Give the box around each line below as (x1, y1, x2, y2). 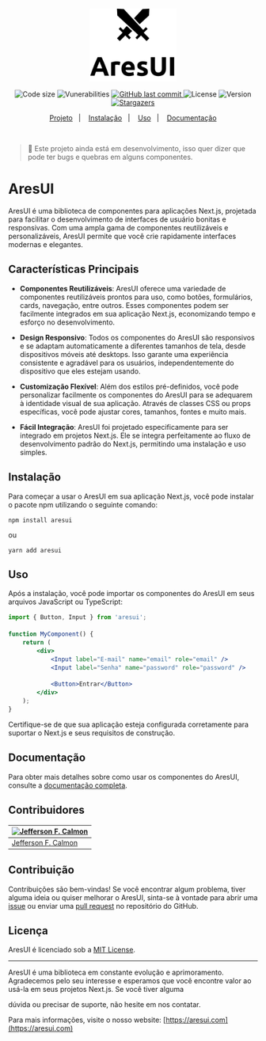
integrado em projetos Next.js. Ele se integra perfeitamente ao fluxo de (19, 431, 251, 440)
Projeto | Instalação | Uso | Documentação (49, 113, 217, 123)
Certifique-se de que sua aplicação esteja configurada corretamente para (8, 720, 249, 729)
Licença (8, 924, 49, 938)
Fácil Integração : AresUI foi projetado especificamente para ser (19, 422, 229, 431)
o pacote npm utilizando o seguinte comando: (8, 500, 158, 509)
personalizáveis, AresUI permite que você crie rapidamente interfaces (8, 231, 237, 241)
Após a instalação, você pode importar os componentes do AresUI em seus (8, 589, 255, 598)
